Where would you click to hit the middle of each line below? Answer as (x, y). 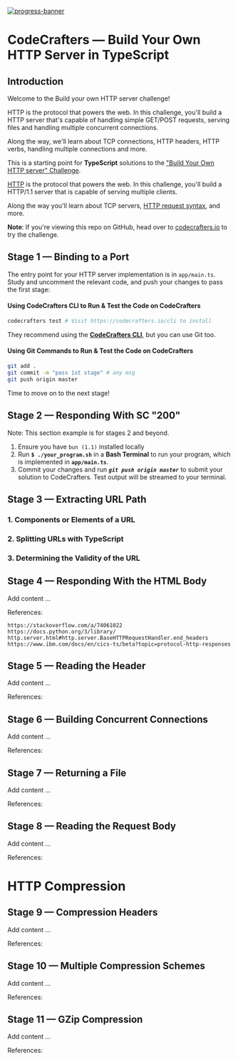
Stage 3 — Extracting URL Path (77, 499)
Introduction (36, 81)
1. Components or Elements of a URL (71, 519)
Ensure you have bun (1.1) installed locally (81, 446)
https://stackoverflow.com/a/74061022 (65, 625)
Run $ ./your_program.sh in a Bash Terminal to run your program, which (124, 454)
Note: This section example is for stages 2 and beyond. (88, 433)
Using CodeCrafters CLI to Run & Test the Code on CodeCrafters (104, 306)
